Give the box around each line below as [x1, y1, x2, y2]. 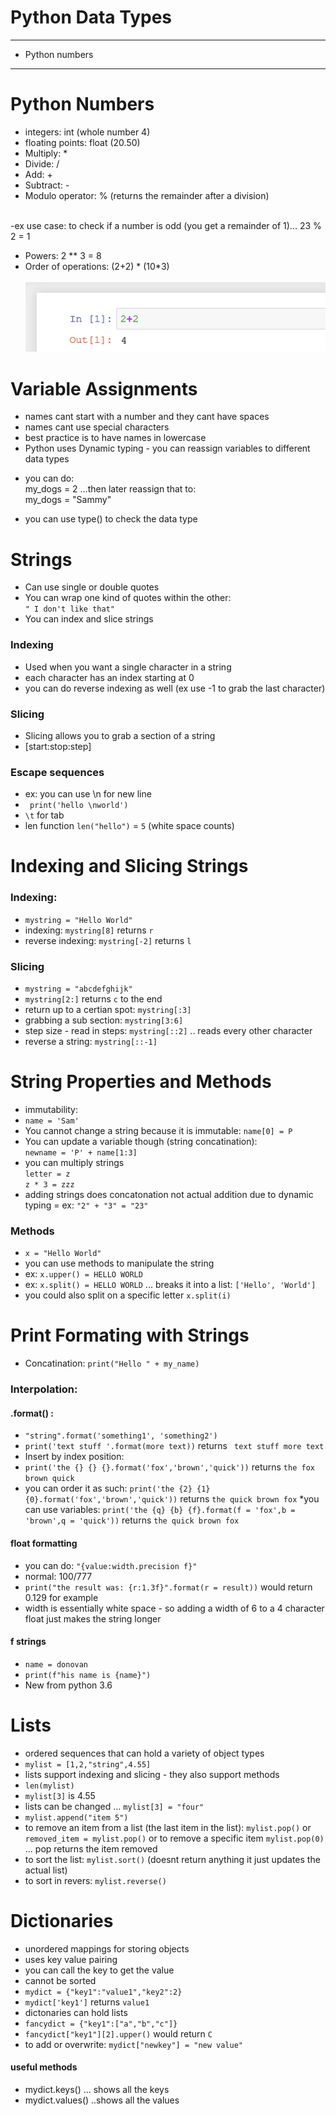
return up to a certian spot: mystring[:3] [24, 1004, 192, 1016]
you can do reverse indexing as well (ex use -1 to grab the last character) [24, 682, 326, 694]
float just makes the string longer [24, 1612, 162, 1625]
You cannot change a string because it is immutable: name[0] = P [24, 1124, 293, 1136]
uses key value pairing [24, 1953, 118, 1965]
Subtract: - [24, 179, 70, 191]
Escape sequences [10, 765, 105, 779]
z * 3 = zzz [24, 1179, 75, 1190]
